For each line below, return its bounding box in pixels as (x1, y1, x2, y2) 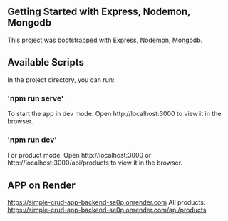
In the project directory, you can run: (7, 75, 115, 84)
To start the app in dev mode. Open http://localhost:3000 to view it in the (7, 109, 222, 118)
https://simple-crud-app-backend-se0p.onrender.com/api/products (7, 206, 207, 215)
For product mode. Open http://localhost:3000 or (7, 151, 152, 160)
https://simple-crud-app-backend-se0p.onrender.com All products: (7, 198, 206, 207)
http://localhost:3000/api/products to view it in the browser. (7, 158, 183, 167)
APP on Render (7, 179, 76, 191)
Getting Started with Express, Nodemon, (7, 6, 191, 18)
